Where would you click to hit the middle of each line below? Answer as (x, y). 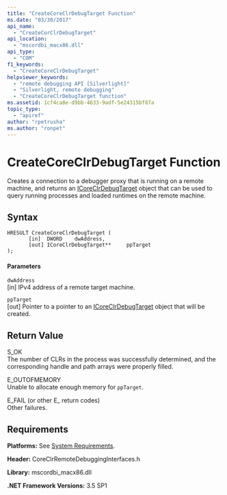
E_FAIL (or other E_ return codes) (54, 400)
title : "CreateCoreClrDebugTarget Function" (71, 13)
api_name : (21, 26)
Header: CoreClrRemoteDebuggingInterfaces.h (74, 459)
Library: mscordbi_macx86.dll (50, 472)
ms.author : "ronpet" (37, 128)
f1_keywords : (26, 64)
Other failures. (27, 408)
